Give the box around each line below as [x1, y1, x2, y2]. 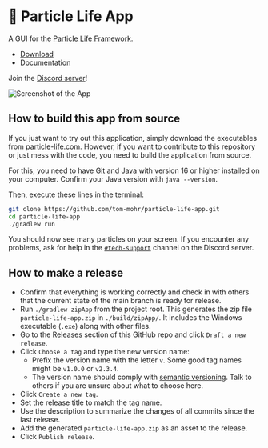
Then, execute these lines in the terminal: [8, 190, 144, 199]
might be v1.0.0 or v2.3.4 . [31, 364, 119, 374]
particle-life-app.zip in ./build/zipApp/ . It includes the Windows [19, 313, 242, 322]
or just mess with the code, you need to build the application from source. [8, 150, 252, 159]
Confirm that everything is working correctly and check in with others [19, 287, 250, 297]
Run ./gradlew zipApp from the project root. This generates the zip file [19, 304, 252, 314]
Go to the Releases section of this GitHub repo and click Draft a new [19, 330, 246, 339]
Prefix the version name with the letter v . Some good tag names [31, 355, 242, 365]
